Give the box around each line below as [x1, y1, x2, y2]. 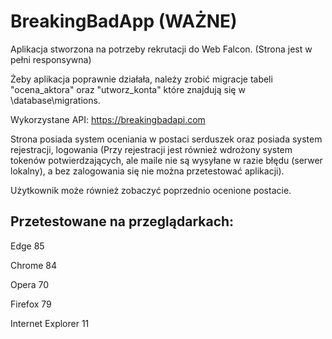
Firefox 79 [10, 298, 52, 310]
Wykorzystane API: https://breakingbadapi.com [10, 113, 206, 125]
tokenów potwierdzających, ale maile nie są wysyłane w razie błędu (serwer [10, 154, 323, 166]
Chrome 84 [10, 259, 58, 271]
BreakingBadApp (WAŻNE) [10, 10, 238, 33]
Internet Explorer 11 [10, 317, 90, 329]
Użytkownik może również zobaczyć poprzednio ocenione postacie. [10, 184, 292, 196]
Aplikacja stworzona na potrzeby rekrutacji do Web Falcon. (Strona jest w [10, 43, 313, 55]
